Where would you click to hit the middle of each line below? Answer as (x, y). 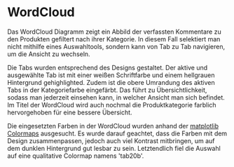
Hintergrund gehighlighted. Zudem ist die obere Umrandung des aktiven (111, 82)
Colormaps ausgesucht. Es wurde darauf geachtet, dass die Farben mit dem (117, 133)
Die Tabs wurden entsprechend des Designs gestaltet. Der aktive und (108, 67)
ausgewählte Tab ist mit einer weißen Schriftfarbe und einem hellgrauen (111, 75)
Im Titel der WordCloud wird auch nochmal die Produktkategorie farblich (112, 105)
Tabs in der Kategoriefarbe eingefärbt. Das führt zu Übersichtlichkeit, (107, 90)
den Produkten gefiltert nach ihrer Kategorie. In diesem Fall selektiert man (114, 39)
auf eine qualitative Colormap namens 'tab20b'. (76, 156)
